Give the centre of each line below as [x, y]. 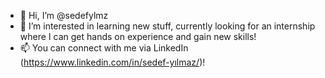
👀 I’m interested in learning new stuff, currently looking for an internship [167, 26]
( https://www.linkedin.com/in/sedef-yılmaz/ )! [112, 62]
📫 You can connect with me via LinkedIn [104, 48]
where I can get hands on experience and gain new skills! [138, 36]
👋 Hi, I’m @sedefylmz [64, 15]
